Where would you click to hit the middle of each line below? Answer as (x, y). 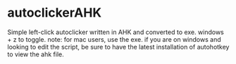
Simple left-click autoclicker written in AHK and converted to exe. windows (116, 32)
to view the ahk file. (36, 54)
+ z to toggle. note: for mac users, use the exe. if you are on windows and (114, 39)
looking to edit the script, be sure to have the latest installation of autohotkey (118, 47)
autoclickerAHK (55, 13)
